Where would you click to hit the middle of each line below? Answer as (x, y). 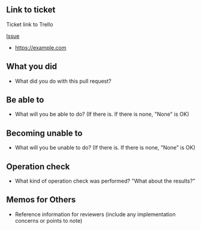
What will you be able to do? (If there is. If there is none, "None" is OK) (102, 114)
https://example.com (40, 47)
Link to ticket (31, 10)
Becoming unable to (44, 133)
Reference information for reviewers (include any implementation (95, 214)
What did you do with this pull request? (63, 81)
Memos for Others (41, 200)
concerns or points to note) (49, 220)
